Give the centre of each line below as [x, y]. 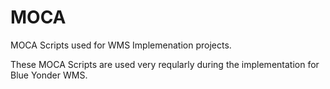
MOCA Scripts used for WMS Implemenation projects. [121, 45]
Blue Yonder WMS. [49, 75]
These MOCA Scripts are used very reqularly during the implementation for [165, 64]
